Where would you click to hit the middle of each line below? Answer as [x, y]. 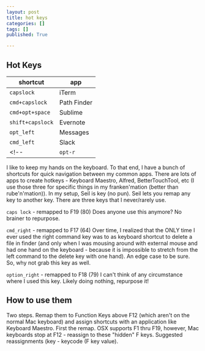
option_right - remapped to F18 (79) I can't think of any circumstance [95, 274]
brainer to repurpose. [33, 218]
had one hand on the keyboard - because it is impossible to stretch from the [102, 249]
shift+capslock [32, 122]
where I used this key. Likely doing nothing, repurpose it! [78, 281]
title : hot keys [27, 18]
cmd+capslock [28, 102]
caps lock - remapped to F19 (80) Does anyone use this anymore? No [94, 211]
